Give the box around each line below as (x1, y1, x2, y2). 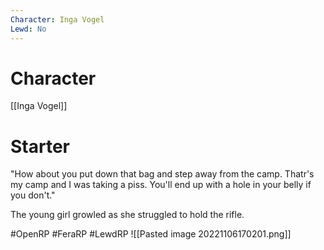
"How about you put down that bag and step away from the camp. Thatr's (10, 168, 315, 180)
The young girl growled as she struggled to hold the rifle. (10, 209, 245, 221)
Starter (10, 135, 70, 158)
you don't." (10, 189, 56, 201)
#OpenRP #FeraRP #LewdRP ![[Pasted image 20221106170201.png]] (10, 228, 292, 240)
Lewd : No (10, 24, 47, 34)
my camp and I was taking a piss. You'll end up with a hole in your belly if (10, 179, 312, 191)
